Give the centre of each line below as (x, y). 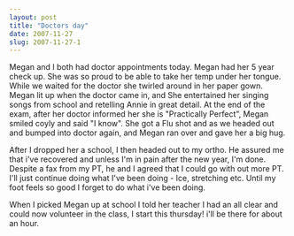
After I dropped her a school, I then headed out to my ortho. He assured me (147, 150)
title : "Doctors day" (49, 26)
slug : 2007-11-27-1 (45, 42)
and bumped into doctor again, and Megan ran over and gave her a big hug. (147, 133)
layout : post (33, 17)
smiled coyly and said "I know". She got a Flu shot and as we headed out (142, 124)
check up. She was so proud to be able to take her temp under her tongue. (145, 77)
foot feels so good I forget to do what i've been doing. (108, 187)
